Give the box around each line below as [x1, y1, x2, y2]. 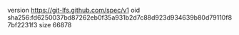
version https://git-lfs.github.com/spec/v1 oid [7, 6, 141, 14]
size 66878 [39, 21, 72, 29]
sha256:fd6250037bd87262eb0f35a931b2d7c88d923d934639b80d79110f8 [7, 13, 233, 22]
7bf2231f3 [7, 21, 38, 29]
